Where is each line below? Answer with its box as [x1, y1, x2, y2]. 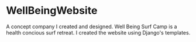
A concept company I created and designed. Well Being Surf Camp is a [6, 23, 177, 30]
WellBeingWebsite [6, 4, 98, 17]
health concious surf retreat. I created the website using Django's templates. [6, 29, 191, 36]
